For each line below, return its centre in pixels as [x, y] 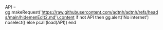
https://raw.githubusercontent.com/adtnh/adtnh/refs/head [100, 12]
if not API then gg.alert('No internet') [112, 17]
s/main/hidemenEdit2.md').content [40, 17]
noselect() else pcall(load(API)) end [41, 22]
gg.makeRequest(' [24, 12]
